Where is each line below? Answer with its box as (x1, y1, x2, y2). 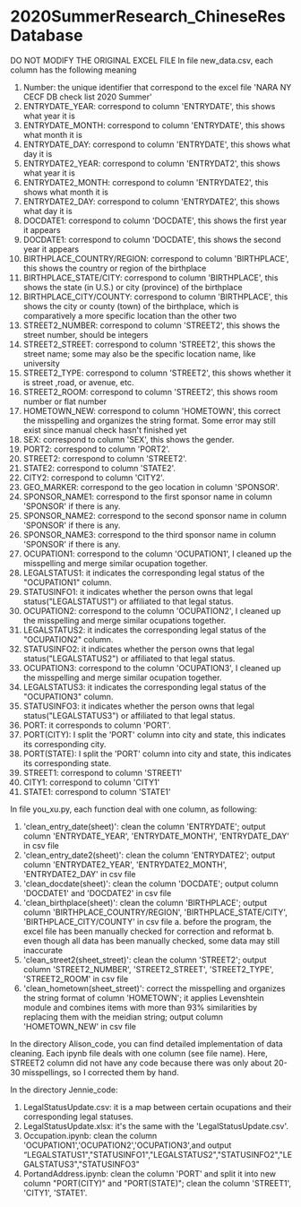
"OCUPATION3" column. (22, 691, 114, 702)
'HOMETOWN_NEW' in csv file (22, 1021, 137, 1031)
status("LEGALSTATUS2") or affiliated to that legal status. (22, 652, 236, 664)
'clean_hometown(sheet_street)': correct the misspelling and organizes (22, 983, 286, 994)
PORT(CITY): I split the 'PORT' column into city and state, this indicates (22, 729, 286, 740)
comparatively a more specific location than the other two (22, 310, 237, 321)
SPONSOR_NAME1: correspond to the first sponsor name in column (22, 491, 272, 502)
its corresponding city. (22, 738, 107, 749)
